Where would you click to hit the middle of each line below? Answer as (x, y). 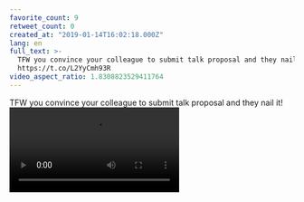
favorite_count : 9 (44, 18)
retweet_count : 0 (42, 26)
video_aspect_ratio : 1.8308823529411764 (87, 77)
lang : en (26, 43)
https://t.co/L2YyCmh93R (64, 69)
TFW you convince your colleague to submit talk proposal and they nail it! (146, 102)
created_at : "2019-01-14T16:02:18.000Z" (87, 34)
